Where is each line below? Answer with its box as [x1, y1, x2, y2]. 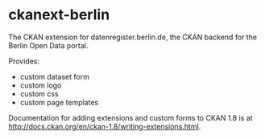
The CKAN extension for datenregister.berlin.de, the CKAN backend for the [8, 32, 258, 42]
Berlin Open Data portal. [8, 40, 89, 50]
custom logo [19, 80, 62, 90]
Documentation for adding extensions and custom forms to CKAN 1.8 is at [8, 112, 253, 122]
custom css [19, 88, 59, 98]
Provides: [8, 56, 40, 66]
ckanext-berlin [8, 6, 110, 24]
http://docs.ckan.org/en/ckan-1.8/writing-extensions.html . [8, 121, 201, 131]
